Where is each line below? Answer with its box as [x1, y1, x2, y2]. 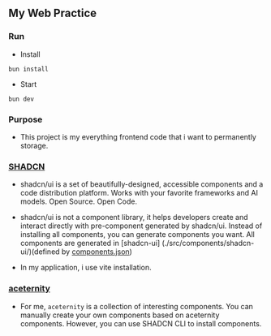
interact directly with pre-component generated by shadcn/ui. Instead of [19, 221, 263, 230]
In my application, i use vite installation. [19, 263, 152, 273]
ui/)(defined [19, 247, 60, 256]
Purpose [8, 114, 43, 125]
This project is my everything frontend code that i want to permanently [19, 131, 257, 141]
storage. [19, 140, 49, 150]
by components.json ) [61, 247, 132, 256]
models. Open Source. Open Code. [19, 196, 138, 206]
